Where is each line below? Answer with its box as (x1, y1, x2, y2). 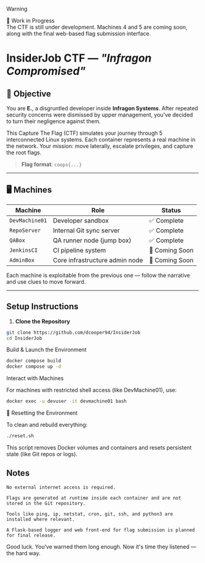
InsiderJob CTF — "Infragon (6, 51, 152, 65)
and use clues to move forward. (6, 278, 86, 285)
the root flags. (6, 149, 41, 156)
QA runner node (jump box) (52, 236, 132, 245)
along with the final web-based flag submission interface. (6, 30, 151, 37)
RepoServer (9, 227, 41, 234)
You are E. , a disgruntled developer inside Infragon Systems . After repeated (6, 105, 198, 112)
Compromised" (6, 64, 86, 78)
